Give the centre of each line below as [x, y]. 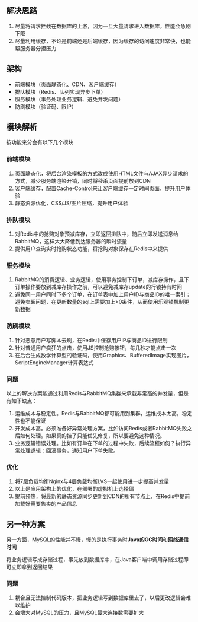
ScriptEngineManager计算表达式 [54, 362]
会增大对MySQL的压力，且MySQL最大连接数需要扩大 [79, 613]
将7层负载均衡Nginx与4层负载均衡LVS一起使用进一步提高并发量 [92, 481]
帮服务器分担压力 [35, 48]
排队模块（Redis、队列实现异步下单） [60, 91]
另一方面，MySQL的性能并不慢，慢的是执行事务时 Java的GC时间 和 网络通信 [98, 540]
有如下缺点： [22, 401]
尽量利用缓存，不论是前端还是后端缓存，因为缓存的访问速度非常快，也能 [103, 41]
